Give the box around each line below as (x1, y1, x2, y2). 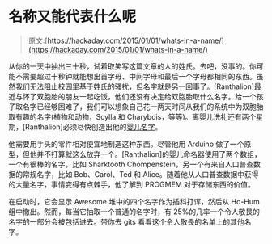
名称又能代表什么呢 (8, 7, 137, 26)
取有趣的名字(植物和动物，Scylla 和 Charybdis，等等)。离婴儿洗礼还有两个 (8, 111, 257, 121)
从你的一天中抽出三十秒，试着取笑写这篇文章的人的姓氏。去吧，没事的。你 (8, 61, 257, 71)
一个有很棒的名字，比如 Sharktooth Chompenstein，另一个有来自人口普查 (8, 159, 254, 169)
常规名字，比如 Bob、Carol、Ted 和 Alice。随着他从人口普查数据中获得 (22, 169, 259, 179)
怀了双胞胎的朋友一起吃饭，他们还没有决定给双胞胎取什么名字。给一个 (22, 91, 257, 101)
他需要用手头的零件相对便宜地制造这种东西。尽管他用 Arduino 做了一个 (8, 139, 244, 149)
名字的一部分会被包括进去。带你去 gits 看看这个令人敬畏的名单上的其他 (8, 217, 244, 226)
